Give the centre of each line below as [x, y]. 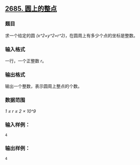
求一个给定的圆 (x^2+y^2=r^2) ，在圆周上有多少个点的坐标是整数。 [71, 35]
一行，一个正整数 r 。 [26, 61]
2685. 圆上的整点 [31, 9]
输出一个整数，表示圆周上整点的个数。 [43, 86]
